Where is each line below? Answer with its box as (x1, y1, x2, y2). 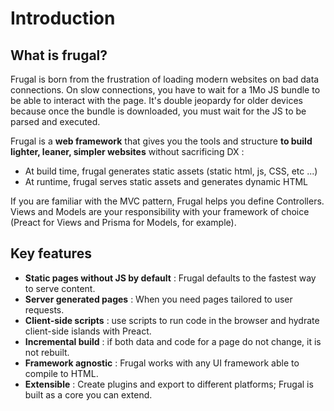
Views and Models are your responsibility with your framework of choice (10, 206, 310, 217)
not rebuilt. (24, 346, 70, 358)
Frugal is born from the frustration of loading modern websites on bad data (10, 73, 320, 85)
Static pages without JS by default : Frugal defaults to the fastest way (24, 272, 317, 284)
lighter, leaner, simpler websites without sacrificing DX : (10, 146, 245, 157)
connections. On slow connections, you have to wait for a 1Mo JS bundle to (10, 84, 321, 96)
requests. (24, 303, 65, 316)
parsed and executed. (10, 116, 101, 127)
